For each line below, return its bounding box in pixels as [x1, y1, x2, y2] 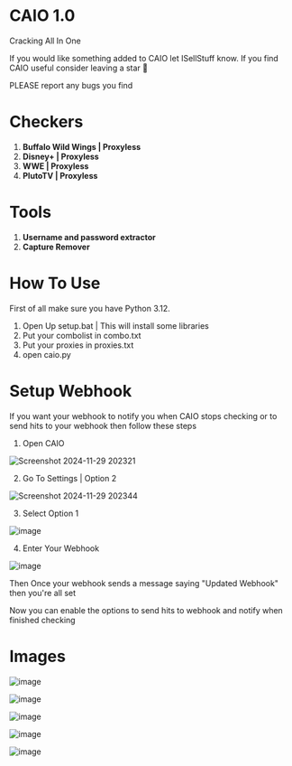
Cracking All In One [9, 35, 81, 46]
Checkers [9, 112, 84, 132]
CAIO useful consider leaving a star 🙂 [9, 62, 149, 73]
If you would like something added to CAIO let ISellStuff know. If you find [9, 52, 279, 63]
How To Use [9, 273, 101, 294]
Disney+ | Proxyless [22, 151, 99, 162]
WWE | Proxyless [22, 160, 89, 172]
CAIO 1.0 [9, 5, 76, 26]
